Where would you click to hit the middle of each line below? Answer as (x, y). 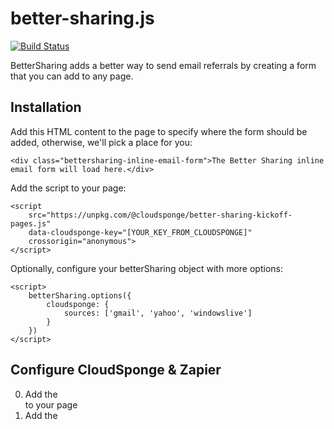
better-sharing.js (82, 18)
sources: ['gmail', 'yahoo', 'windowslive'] (158, 313)
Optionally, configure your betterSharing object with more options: (146, 268)
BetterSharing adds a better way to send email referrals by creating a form (163, 65)
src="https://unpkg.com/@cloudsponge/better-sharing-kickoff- (160, 215)
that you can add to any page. (72, 76)
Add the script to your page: (68, 188)
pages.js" (31, 223)
